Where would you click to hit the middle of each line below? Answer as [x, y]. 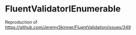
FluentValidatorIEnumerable [63, 9]
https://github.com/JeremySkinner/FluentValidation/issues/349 [68, 27]
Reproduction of [21, 22]
